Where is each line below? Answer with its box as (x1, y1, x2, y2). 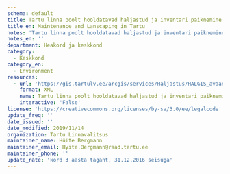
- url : (13, 80, 32, 87)
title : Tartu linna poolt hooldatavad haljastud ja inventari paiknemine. (7, 16, 225, 23)
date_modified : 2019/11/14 (7, 125, 84, 132)
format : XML (19, 86, 53, 93)
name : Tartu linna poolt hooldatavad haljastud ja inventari (19, 93, 197, 100)
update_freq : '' (7, 112, 53, 119)
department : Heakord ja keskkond (7, 42, 103, 49)
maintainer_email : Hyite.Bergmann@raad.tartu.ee (7, 144, 149, 151)
